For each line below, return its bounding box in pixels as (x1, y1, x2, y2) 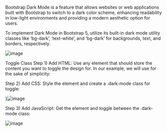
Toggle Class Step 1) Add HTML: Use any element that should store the (5, 60, 152, 66)
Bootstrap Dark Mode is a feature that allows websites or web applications (5, 5, 159, 10)
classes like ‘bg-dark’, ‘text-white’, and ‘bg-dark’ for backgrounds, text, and (5, 35, 161, 41)
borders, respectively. (5, 41, 51, 47)
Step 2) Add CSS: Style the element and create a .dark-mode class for (5, 80, 151, 86)
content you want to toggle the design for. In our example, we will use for (5, 65, 157, 71)
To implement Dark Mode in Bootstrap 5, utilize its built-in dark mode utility (5, 30, 160, 36)
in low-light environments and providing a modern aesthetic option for (5, 15, 150, 21)
